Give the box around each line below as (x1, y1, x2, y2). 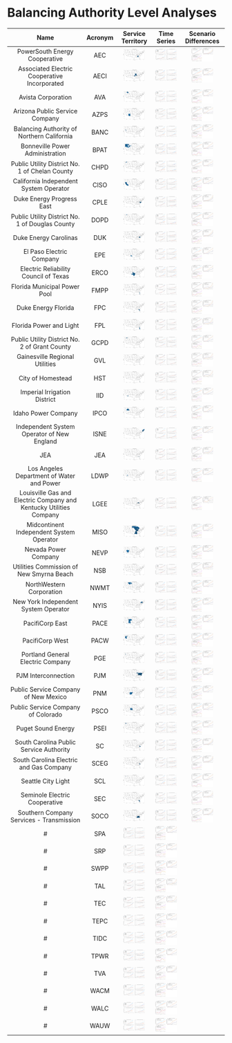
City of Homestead (18, 373, 72, 382)
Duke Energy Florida (16, 304, 75, 312)
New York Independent (12, 598, 78, 606)
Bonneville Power (20, 142, 70, 150)
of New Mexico (23, 693, 67, 701)
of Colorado (28, 710, 63, 719)
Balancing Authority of (13, 124, 77, 133)
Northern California (18, 131, 73, 140)
